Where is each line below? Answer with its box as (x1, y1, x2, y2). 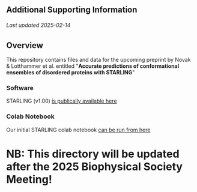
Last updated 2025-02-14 (6, 21, 71, 29)
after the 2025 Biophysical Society (6, 160, 183, 173)
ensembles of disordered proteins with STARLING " (6, 69, 135, 76)
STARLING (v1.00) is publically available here (6, 97, 117, 104)
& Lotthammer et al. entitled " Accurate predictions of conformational (6, 62, 180, 70)
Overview (6, 40, 44, 50)
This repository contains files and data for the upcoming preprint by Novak (6, 56, 191, 64)
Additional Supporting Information (6, 5, 138, 15)
